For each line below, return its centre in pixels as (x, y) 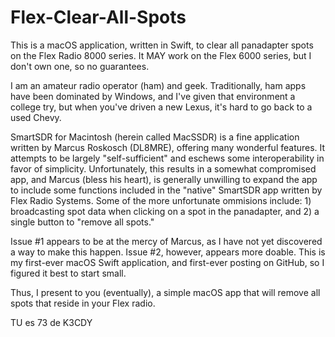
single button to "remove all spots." (82, 222)
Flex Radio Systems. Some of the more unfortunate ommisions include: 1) (161, 200)
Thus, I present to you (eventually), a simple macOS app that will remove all (165, 292)
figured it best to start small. (68, 273)
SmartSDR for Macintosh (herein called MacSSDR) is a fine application (155, 137)
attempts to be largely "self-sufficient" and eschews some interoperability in (167, 158)
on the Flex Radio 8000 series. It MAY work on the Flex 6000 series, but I (161, 55)
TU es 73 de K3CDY (51, 322)
